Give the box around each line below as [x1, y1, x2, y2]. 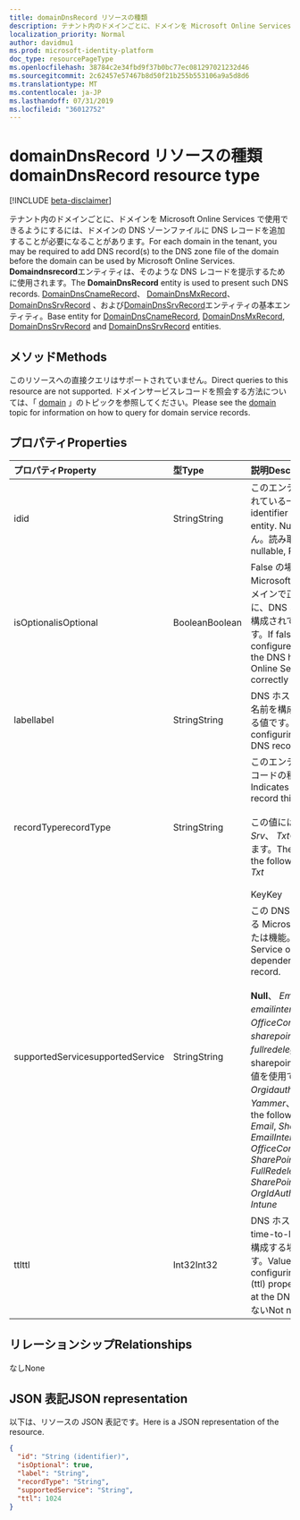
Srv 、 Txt [250, 829, 290, 841]
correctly [250, 673, 288, 686]
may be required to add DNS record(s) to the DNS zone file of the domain [9, 246, 279, 257]
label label [13, 713, 54, 726]
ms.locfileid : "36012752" [9, 105, 105, 114]
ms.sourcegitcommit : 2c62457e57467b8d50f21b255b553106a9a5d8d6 [9, 72, 250, 81]
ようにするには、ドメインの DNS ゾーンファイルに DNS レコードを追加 [24, 225, 286, 235]
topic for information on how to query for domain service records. [9, 407, 251, 417]
